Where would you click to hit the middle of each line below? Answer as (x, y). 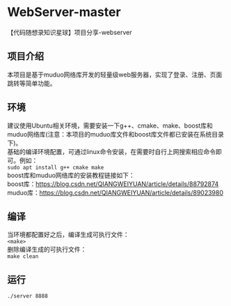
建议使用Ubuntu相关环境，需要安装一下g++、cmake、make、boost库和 (110, 125)
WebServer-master (64, 12)
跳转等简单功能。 (32, 83)
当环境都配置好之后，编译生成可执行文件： (68, 235)
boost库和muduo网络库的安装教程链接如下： (71, 175)
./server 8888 (28, 296)
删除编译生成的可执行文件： (47, 250)
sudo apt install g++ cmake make (56, 167)
